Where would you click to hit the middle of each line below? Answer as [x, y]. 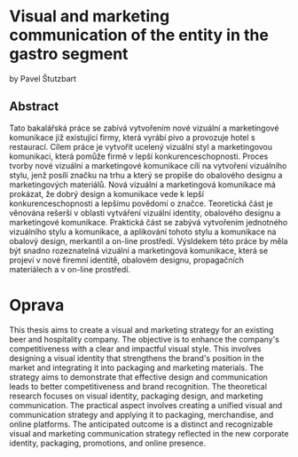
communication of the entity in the [139, 35]
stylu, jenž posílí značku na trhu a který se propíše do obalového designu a [146, 175]
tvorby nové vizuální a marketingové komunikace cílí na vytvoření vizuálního [148, 165]
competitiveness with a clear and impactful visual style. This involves [135, 349]
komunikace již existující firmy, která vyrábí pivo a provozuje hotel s [132, 137]
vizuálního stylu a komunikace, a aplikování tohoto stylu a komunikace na [143, 232]
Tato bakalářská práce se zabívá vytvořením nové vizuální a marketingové [144, 128]
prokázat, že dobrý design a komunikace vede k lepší [106, 193]
